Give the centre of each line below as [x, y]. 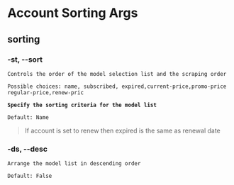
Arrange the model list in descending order [74, 164]
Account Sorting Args [73, 13]
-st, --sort [25, 60]
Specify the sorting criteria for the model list [82, 105]
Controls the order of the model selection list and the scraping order [117, 74]
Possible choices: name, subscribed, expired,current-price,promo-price [117, 86]
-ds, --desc [28, 149]
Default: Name [28, 117]
